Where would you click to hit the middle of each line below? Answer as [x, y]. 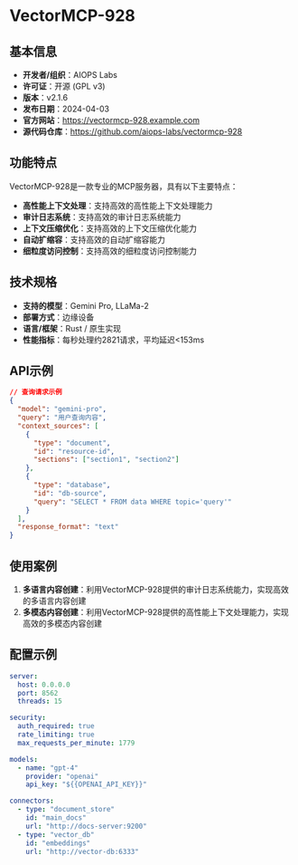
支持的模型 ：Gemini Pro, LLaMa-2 [85, 305]
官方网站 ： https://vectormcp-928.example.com [111, 120]
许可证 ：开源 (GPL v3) [64, 86]
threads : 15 [40, 702]
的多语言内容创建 [54, 601]
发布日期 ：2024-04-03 [66, 109]
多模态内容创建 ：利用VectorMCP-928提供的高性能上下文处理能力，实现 [155, 612]
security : [28, 718]
